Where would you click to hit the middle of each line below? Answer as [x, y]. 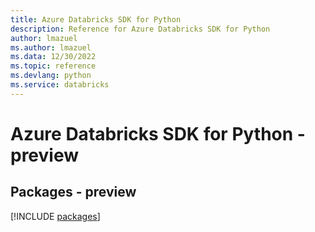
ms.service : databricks [60, 85]
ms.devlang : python [51, 76]
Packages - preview [73, 192]
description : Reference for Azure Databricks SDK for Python [140, 29]
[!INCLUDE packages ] [55, 216]
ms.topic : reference [53, 66]
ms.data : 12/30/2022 [53, 57]
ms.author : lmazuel [51, 47]
